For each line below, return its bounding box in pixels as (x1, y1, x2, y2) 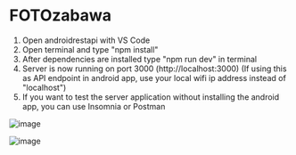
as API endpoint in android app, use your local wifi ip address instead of (21, 72, 287, 83)
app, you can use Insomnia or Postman (21, 101, 166, 111)
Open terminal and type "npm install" (21, 44, 159, 54)
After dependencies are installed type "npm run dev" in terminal (21, 53, 257, 64)
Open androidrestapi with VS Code (21, 35, 151, 45)
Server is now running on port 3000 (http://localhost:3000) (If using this (21, 63, 287, 74)
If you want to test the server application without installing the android (21, 91, 280, 102)
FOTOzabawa (9, 5, 111, 26)
